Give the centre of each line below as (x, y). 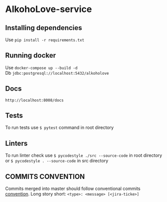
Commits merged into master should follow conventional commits (73, 188)
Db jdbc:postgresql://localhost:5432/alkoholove (57, 73)
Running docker (31, 55)
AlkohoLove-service (49, 9)
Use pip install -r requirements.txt (45, 40)
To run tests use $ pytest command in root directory (59, 128)
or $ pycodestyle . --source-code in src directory (57, 161)
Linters (16, 143)
